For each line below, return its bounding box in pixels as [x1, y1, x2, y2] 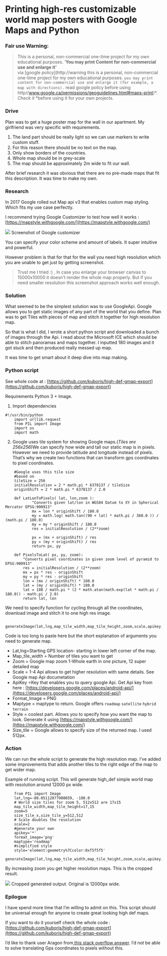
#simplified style [14, 843, 52, 848]
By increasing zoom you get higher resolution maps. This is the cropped [5, 865, 153, 871]
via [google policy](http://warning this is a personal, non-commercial [17, 70, 158, 76]
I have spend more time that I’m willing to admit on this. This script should [5, 905, 156, 911]
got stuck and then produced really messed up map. [5, 345, 113, 351]
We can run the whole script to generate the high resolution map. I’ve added [5, 756, 161, 762]
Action [5, 745, 22, 752]
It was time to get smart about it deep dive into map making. [5, 355, 128, 361]
